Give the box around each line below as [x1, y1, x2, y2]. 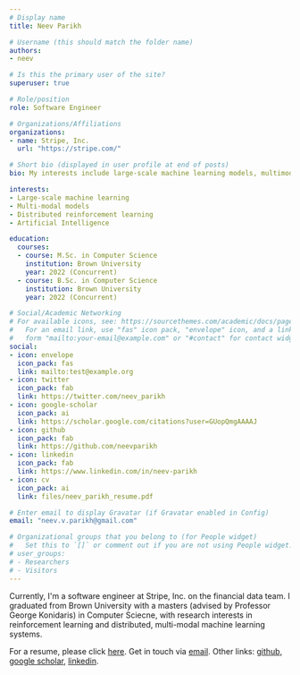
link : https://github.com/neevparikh [17, 442, 158, 451]
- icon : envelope [9, 350, 74, 359]
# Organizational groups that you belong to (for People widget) [9, 533, 257, 542]
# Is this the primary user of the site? [9, 71, 166, 80]
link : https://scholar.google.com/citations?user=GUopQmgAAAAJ [17, 417, 257, 426]
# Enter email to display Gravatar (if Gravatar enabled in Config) [9, 508, 270, 517]
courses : [17, 243, 50, 252]
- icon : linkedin [9, 450, 74, 459]
